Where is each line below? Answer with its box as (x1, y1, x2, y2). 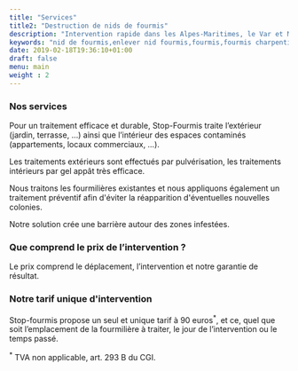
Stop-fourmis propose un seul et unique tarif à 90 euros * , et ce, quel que (9, 312, 276, 325)
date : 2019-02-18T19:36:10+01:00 (9, 46, 133, 55)
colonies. (9, 201, 43, 213)
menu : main (9, 63, 50, 72)
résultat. (9, 271, 40, 281)
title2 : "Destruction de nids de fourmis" (9, 21, 169, 30)
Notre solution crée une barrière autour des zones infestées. (9, 219, 231, 230)
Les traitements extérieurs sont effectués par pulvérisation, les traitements (9, 156, 282, 167)
